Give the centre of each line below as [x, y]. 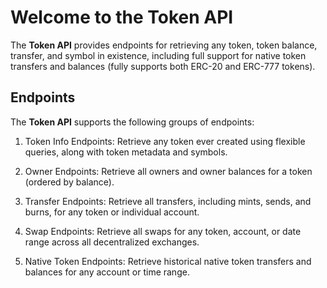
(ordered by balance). [69, 182]
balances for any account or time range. [107, 272]
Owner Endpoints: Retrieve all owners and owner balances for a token [168, 171]
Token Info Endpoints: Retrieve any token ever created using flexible [165, 141]
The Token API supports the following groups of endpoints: [132, 122]
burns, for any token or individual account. [112, 212]
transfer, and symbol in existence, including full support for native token [158, 55]
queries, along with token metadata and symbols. [126, 152]
